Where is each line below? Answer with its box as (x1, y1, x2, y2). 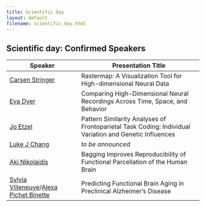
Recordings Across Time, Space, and (81, 97, 188, 106)
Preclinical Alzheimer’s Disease (81, 187, 172, 195)
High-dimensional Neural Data (81, 79, 170, 88)
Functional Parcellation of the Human (81, 158, 188, 166)
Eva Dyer (9, 97, 36, 106)
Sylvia (9, 176, 28, 184)
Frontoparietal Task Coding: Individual (81, 122, 191, 131)
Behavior (81, 105, 107, 114)
